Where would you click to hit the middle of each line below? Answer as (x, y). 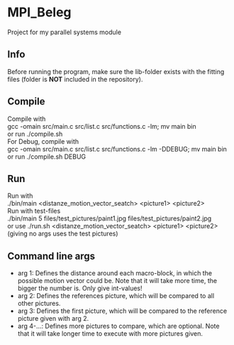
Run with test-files (34, 211)
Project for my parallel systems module (65, 32)
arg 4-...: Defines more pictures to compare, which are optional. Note (118, 326)
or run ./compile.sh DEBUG (47, 156)
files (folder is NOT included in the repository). (75, 79)
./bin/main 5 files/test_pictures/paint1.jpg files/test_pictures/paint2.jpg (110, 218)
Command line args (51, 256)
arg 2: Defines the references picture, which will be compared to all (116, 296)
